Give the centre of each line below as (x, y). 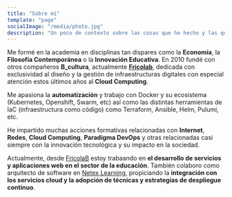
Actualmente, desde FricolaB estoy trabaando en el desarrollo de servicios (114, 158)
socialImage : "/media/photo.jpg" (55, 26)
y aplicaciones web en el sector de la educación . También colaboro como (113, 165)
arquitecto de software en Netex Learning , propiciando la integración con (112, 173)
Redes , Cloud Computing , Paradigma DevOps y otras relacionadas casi (110, 138)
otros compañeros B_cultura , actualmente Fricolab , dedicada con (101, 67)
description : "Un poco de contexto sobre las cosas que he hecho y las (112, 33)
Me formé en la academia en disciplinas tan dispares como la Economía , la (114, 52)
